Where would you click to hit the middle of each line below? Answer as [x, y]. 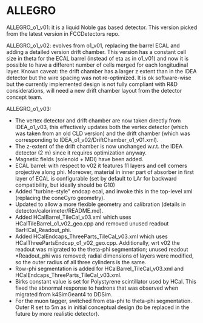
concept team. [24, 97]
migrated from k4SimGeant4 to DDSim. [64, 294]
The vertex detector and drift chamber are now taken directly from [98, 120]
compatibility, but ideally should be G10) [65, 185]
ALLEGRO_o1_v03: [29, 108]
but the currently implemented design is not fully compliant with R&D [92, 84]
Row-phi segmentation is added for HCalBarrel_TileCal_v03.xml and [99, 268]
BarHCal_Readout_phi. [43, 230]
